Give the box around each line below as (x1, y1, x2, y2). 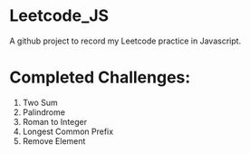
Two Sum (22, 97, 59, 108)
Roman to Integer (22, 116, 88, 127)
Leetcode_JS (9, 5, 110, 26)
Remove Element (22, 135, 86, 146)
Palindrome (22, 106, 66, 118)
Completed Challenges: (9, 67, 191, 88)
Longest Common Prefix (22, 126, 114, 137)
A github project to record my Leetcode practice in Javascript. (9, 35, 242, 46)
